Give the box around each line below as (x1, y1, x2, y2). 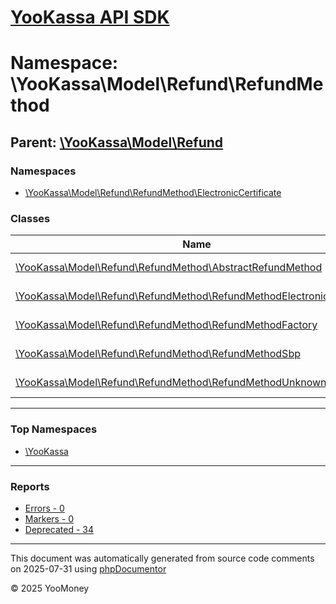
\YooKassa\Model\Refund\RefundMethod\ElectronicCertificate (24, 187, 282, 199)
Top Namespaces (10, 422, 98, 436)
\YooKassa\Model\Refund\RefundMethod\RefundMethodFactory (15, 318, 318, 332)
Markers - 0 (24, 512, 75, 525)
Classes (10, 211, 51, 225)
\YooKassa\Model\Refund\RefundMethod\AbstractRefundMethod (15, 261, 323, 275)
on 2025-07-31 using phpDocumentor (10, 562, 167, 575)
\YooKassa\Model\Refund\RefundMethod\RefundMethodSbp (15, 347, 301, 361)
